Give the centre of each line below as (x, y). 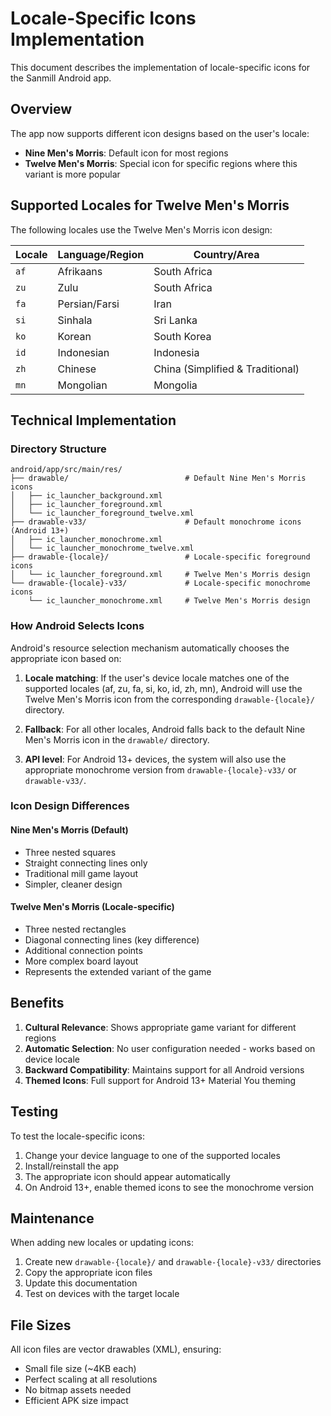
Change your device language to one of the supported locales (152, 1155)
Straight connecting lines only (86, 863)
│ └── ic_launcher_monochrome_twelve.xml (102, 548)
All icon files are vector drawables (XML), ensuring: (116, 1349)
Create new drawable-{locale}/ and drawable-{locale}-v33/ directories (173, 1262)
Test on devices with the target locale (102, 1294)
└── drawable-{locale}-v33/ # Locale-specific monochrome (160, 583)
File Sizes (41, 1325)
